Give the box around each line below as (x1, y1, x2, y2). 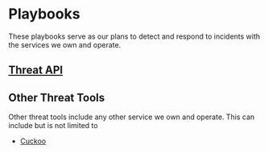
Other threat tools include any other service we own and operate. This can (8, 112, 255, 122)
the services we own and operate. (8, 39, 122, 49)
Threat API (8, 64, 63, 77)
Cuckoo (19, 136, 47, 146)
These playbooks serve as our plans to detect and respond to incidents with (8, 31, 261, 41)
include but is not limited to (8, 121, 98, 130)
